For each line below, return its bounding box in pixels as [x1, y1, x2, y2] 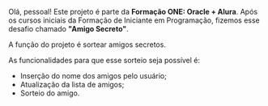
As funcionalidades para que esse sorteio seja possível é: [8, 56, 201, 65]
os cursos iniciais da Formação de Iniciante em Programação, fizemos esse [8, 15, 261, 25]
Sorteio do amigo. [19, 88, 80, 98]
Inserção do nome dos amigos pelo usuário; [19, 71, 168, 80]
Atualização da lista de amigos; [19, 80, 125, 89]
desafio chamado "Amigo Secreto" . [8, 24, 129, 33]
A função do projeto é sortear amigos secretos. [8, 40, 166, 49]
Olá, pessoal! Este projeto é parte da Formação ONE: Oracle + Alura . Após [8, 7, 257, 16]
